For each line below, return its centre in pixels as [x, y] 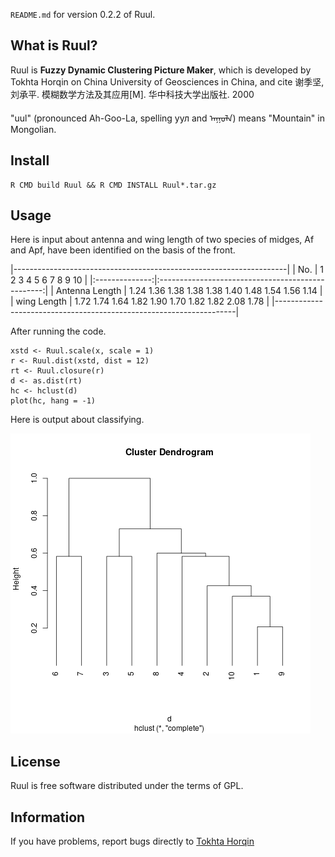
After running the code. [58, 331]
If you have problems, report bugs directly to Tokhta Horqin [132, 841]
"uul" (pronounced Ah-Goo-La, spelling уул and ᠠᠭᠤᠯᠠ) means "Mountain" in [167, 118]
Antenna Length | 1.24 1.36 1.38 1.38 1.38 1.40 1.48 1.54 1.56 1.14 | [189, 291]
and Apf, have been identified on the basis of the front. [123, 250]
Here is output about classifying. [77, 420]
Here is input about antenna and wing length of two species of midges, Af [162, 240]
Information [48, 817]
